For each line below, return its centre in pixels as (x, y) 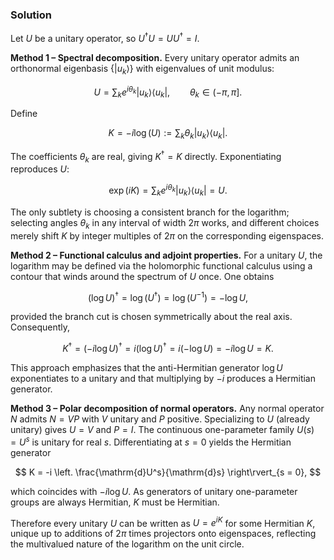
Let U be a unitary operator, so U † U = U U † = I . (105, 37)
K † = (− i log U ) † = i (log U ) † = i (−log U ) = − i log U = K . (168, 348)
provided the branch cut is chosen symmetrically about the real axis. (151, 317)
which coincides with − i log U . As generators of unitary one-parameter (154, 491)
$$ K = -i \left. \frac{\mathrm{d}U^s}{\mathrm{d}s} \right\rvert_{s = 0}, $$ (168, 472)
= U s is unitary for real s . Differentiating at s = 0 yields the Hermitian (151, 441)
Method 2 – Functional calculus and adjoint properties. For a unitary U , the (166, 255)
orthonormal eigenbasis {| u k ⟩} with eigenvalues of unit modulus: (142, 69)
